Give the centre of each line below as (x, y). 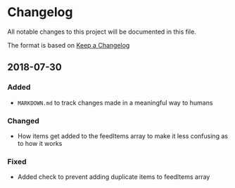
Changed (24, 121)
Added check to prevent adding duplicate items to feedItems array (114, 177)
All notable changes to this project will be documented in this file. (102, 32)
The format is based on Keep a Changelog (69, 45)
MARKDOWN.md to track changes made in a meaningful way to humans (115, 102)
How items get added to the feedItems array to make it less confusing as (123, 136)
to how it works (40, 143)
